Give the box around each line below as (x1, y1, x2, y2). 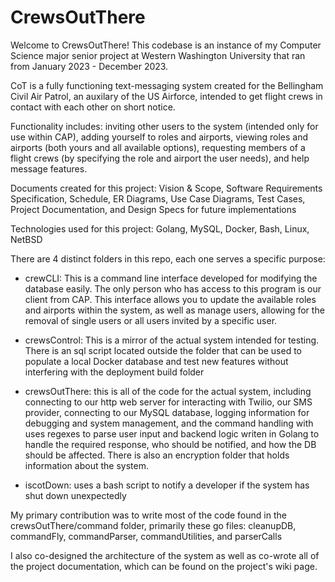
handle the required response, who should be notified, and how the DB (24, 438, 317, 450)
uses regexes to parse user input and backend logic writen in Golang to (24, 427, 320, 440)
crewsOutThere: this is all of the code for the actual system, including (24, 385, 312, 397)
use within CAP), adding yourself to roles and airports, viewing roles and (10, 131, 309, 143)
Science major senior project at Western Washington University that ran (10, 49, 306, 61)
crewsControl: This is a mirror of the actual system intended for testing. (24, 334, 320, 346)
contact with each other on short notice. (10, 101, 176, 113)
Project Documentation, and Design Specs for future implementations (10, 203, 297, 215)
